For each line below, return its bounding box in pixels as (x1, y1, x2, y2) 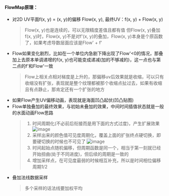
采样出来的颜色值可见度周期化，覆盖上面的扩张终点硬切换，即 (32, 132, 161, 138)
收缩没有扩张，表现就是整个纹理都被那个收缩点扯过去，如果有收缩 (24, 80, 162, 86)
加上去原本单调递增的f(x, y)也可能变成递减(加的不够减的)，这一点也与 (12, 57, 156, 63)
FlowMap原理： (5, 4, 38, 10)
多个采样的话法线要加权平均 (24, 185, 83, 191)
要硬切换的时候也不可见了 (32, 138, 86, 144)
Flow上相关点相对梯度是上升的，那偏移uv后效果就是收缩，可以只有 (24, 74, 164, 80)
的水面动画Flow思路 (12, 110, 54, 116)
